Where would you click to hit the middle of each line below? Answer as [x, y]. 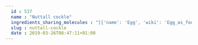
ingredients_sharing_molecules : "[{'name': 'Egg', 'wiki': [86, 22]
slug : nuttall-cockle [39, 28]
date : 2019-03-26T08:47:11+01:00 [53, 33]
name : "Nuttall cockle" [41, 17]
